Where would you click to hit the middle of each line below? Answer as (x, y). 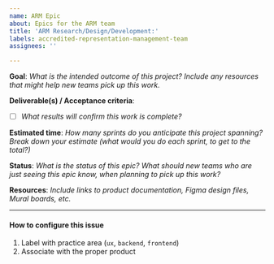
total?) (20, 150)
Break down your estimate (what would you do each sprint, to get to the (130, 141)
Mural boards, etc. (40, 199)
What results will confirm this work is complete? (101, 117)
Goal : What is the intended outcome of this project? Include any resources (134, 76)
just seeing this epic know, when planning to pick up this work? (115, 175)
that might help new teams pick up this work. (85, 85)
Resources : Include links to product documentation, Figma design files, (129, 190)
